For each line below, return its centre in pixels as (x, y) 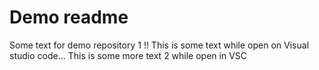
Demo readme (69, 17)
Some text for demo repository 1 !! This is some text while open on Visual (159, 45)
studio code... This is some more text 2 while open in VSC (128, 55)
